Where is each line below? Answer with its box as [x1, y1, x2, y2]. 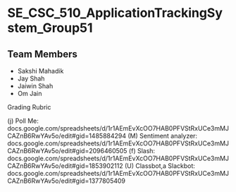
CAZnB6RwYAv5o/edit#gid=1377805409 [7, 176, 125, 185]
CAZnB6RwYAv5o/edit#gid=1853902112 [7, 162, 123, 170]
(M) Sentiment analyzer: [128, 132, 198, 140]
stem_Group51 [7, 20, 93, 36]
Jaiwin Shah [17, 82, 54, 90]
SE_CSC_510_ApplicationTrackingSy [7, 5, 223, 21]
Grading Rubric [7, 103, 51, 111]
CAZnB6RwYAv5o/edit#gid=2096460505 [7, 147, 128, 155]
